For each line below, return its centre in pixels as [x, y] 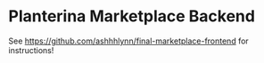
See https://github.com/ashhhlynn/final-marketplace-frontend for [128, 41]
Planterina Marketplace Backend [132, 16]
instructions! [31, 50]
